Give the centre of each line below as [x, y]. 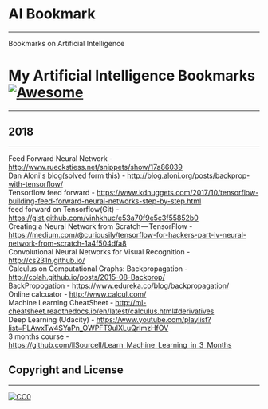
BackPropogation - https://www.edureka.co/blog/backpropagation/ [119, 285]
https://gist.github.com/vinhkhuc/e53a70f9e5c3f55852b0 [104, 218]
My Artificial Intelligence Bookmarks [132, 76]
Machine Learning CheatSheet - [61, 302]
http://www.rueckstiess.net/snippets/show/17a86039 [96, 167]
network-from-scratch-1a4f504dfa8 [67, 243]
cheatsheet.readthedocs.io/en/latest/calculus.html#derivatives [111, 311]
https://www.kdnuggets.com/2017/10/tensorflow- [178, 192]
